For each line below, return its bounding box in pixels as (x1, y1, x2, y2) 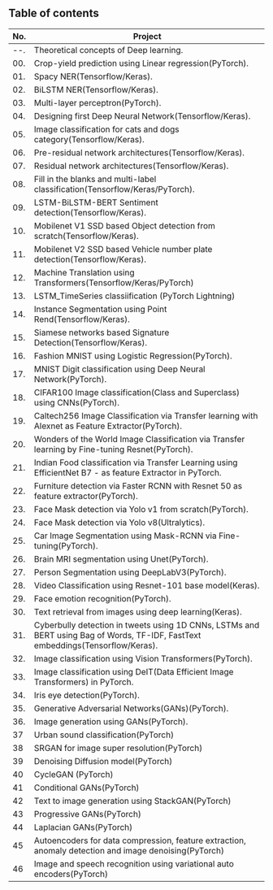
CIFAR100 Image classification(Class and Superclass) (33, 386, 240, 397)
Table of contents (8, 7, 99, 20)
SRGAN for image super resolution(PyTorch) (33, 742, 203, 753)
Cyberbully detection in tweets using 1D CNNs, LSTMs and (33, 619, 260, 631)
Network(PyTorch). (33, 373, 107, 384)
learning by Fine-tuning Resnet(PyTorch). (33, 443, 193, 454)
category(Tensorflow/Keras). (33, 133, 145, 145)
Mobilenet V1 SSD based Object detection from (33, 219, 215, 231)
